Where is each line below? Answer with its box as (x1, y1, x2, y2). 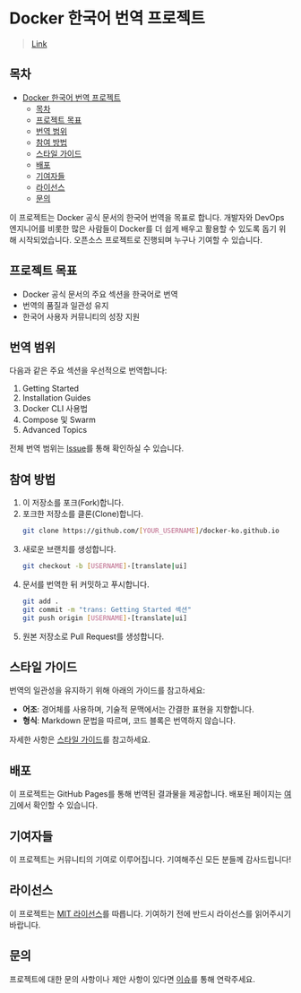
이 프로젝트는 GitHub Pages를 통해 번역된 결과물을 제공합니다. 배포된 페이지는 (9, 789, 282, 799)
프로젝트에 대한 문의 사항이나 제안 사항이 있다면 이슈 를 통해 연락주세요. (9, 973, 255, 984)
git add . (21, 597, 60, 606)
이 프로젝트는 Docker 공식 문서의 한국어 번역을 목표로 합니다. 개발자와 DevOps (9, 212, 285, 222)
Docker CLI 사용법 (21, 403, 88, 414)
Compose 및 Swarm (21, 414, 97, 426)
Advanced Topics (21, 425, 88, 436)
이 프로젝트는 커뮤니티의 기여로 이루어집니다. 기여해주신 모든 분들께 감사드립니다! (9, 854, 292, 865)
